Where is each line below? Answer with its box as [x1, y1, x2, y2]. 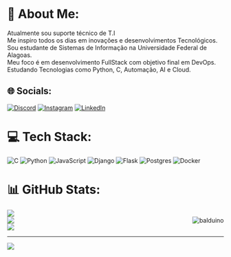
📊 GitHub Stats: [7, 181, 101, 197]
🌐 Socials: [7, 85, 52, 97]
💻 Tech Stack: [7, 128, 92, 144]
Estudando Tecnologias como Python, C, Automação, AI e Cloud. [7, 65, 191, 74]
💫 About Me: [7, 6, 80, 22]
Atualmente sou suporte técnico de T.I [7, 29, 115, 37]
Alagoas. [7, 51, 32, 59]
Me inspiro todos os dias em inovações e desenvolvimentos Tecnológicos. [7, 36, 218, 44]
